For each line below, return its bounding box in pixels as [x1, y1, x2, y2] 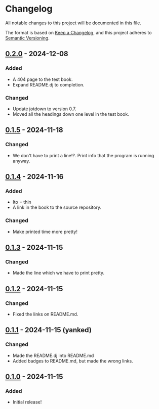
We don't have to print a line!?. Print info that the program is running [12, 152, 154, 158]
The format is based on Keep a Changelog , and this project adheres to [5, 29, 152, 35]
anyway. [12, 158, 30, 164]
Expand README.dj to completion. [12, 81, 85, 87]
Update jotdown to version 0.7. [12, 106, 77, 112]
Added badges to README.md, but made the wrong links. [12, 357, 133, 364]
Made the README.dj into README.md [12, 352, 94, 358]
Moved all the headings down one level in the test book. [12, 111, 129, 117]
